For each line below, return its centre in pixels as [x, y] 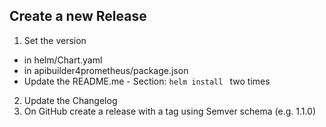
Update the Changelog [70, 100]
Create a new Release [78, 16]
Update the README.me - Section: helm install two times [147, 81]
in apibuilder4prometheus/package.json [106, 70]
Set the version [55, 40]
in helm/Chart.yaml [63, 60]
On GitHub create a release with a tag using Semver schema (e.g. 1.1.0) [170, 111]
